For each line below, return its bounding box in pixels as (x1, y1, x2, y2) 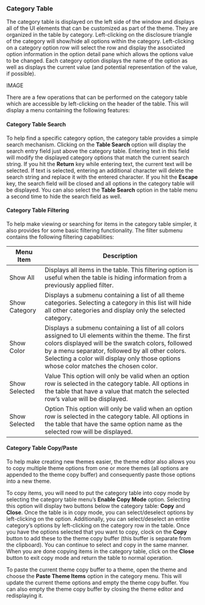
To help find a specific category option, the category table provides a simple (6, 134, 198, 142)
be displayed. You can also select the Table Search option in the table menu (6, 186, 198, 194)
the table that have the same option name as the (45, 419, 183, 428)
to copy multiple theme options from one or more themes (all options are (6, 464, 189, 471)
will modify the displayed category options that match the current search (6, 154, 189, 161)
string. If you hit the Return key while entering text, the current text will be (6, 160, 192, 167)
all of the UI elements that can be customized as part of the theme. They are (6, 24, 198, 32)
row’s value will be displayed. (45, 394, 128, 403)
